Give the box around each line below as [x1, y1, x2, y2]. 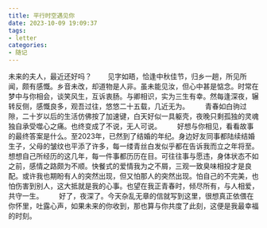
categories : [8, 41, 48, 49]
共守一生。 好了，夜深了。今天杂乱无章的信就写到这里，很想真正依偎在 [8, 191, 254, 200]
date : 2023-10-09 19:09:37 [8, 19, 98, 27]
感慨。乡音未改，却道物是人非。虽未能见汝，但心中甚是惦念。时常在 [35, 81, 259, 91]
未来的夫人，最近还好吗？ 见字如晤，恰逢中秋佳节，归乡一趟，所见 [8, 72, 240, 81]
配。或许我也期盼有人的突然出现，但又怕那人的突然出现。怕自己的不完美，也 [8, 171, 259, 180]
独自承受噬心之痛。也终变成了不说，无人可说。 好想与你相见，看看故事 [8, 121, 254, 131]
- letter [8, 33, 37, 42]
